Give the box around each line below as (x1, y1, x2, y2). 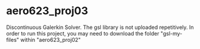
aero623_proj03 (6, 4, 88, 18)
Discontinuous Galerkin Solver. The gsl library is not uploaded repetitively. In (6, 24, 194, 31)
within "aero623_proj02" (20, 36, 81, 43)
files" (6, 36, 20, 43)
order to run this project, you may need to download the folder (6, 30, 159, 37)
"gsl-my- (160, 30, 183, 37)
